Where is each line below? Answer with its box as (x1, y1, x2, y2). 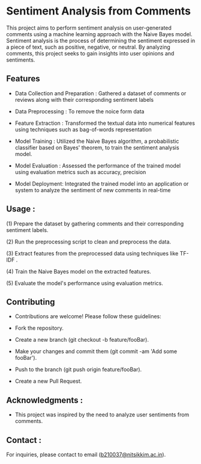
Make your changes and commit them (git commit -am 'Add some (14, 348, 178, 355)
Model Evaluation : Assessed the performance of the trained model (14, 161, 181, 169)
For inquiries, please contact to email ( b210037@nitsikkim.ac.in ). (6, 451, 166, 458)
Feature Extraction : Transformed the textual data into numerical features (14, 119, 195, 127)
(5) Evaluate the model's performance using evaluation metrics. (6, 279, 163, 287)
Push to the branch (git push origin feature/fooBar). (14, 366, 142, 373)
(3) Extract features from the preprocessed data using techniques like (6, 249, 179, 257)
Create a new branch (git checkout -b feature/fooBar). (14, 336, 149, 343)
